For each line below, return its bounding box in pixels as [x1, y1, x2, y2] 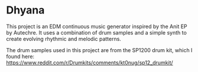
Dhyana [6, 4, 45, 17]
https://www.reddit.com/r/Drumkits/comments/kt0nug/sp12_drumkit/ [6, 59, 173, 66]
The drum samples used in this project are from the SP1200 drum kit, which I [6, 46, 193, 53]
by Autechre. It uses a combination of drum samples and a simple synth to [6, 29, 187, 36]
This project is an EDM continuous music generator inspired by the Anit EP [6, 23, 187, 30]
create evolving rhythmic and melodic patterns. [6, 35, 121, 42]
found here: [6, 53, 34, 60]
